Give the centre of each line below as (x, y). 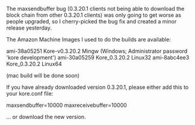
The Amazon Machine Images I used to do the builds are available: (89, 39)
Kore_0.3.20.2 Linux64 (34, 64)
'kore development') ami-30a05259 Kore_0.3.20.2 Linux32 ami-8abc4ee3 (98, 57)
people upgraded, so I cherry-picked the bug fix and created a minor (91, 21)
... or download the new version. (46, 117)
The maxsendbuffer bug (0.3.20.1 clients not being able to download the (95, 9)
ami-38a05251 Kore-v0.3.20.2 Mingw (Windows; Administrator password (97, 51)
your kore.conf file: (30, 93)
